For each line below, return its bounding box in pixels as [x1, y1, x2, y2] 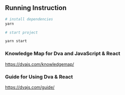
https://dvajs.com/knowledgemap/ [5, 61, 74, 67]
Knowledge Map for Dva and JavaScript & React [5, 50, 121, 57]
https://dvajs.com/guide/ [5, 84, 55, 90]
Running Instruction [5, 4, 67, 12]
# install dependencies [5, 16, 54, 21]
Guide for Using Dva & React [5, 73, 73, 80]
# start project [5, 30, 38, 35]
